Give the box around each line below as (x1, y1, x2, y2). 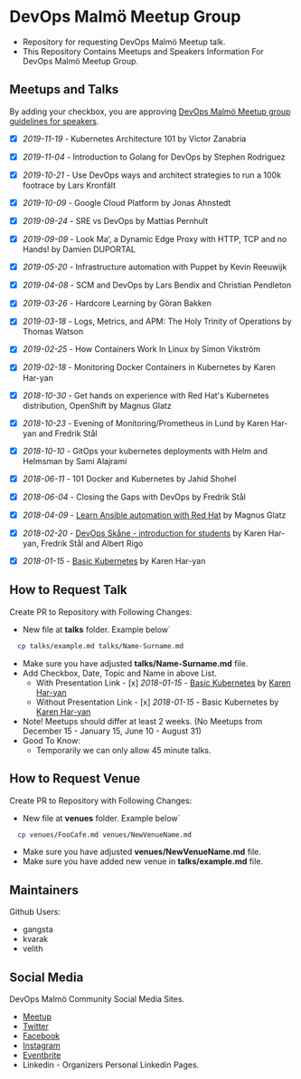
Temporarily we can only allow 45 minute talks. (35, 744, 212, 755)
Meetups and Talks (9, 82, 119, 97)
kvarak (22, 934, 48, 945)
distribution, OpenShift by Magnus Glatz (22, 400, 172, 411)
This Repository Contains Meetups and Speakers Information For (22, 45, 265, 56)
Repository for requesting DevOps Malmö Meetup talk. (22, 36, 226, 47)
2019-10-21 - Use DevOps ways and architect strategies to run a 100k (22, 170, 282, 180)
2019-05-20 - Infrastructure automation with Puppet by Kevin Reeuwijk (22, 261, 287, 273)
